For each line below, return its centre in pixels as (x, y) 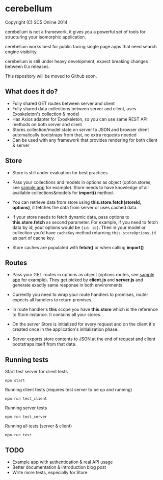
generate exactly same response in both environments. (68, 285)
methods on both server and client (47, 124)
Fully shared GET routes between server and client (63, 103)
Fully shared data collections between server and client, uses (74, 108)
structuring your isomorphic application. (46, 37)
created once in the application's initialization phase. (65, 329)
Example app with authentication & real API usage (62, 462)
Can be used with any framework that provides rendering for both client (85, 140)
